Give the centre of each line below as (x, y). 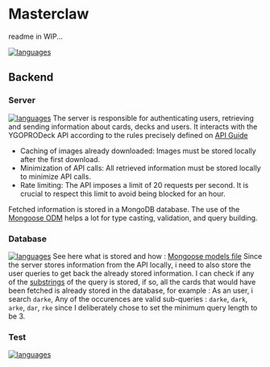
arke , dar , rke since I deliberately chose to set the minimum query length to (133, 307)
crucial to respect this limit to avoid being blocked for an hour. (123, 194)
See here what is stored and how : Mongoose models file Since (158, 256)
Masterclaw (49, 14)
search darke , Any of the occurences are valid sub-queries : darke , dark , (128, 298)
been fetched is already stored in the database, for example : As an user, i (131, 290)
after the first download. (60, 159)
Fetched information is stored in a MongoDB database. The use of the (124, 209)
